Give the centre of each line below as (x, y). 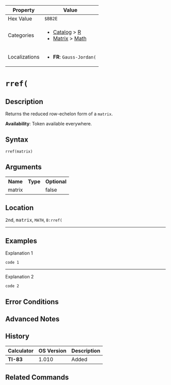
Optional (56, 182)
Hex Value (20, 19)
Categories (21, 35)
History (17, 336)
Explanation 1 (19, 253)
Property (23, 10)
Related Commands (37, 378)
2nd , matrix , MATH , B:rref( (34, 220)
